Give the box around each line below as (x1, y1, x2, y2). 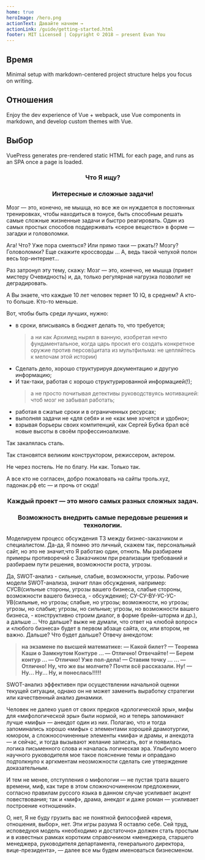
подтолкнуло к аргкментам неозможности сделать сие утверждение (6, 758, 188, 765)
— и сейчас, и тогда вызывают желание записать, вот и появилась (6, 738, 182, 746)
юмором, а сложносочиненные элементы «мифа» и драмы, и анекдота (6, 732, 194, 739)
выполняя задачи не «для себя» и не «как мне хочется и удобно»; (15, 414, 190, 422)
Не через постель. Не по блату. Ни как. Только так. (6, 463, 141, 470)
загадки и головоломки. (6, 230, 69, 237)
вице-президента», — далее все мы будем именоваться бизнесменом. (6, 847, 194, 854)
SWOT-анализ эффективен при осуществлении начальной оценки (6, 681, 179, 688)
